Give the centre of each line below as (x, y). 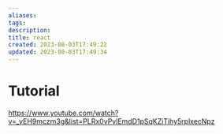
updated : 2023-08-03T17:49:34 (58, 52)
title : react (30, 37)
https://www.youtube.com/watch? (63, 113)
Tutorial (34, 91)
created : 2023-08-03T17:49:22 (58, 45)
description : (30, 30)
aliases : (22, 15)
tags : (17, 23)
